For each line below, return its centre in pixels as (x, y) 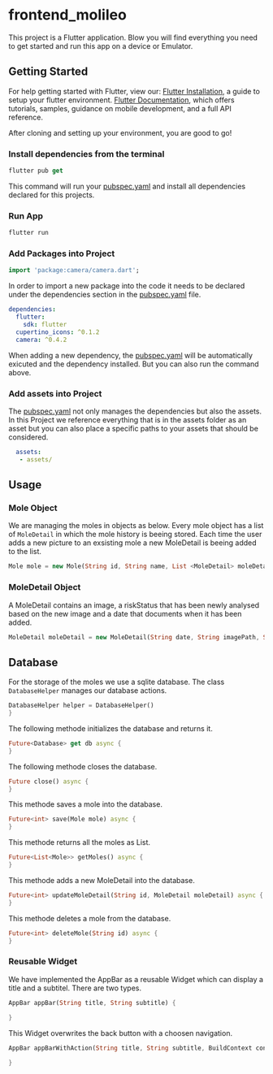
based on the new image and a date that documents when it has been (125, 613)
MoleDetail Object (45, 587)
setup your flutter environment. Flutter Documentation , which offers (121, 100)
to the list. (25, 552)
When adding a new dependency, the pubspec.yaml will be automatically (131, 355)
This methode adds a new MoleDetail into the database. (102, 880)
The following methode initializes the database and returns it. (110, 728)
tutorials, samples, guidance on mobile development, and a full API (120, 108)
